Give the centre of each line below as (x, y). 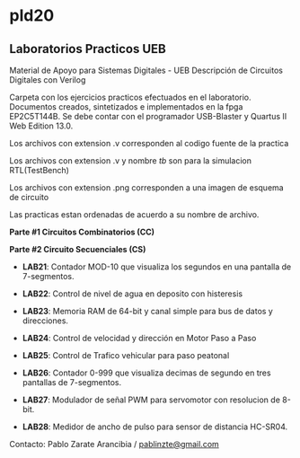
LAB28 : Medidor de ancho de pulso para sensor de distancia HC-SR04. (155, 427)
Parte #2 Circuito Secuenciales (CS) (78, 249)
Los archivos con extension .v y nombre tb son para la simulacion (131, 161)
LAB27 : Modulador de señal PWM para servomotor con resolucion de (151, 400)
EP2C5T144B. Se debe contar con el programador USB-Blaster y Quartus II (148, 116)
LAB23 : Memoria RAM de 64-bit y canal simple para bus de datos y (148, 311)
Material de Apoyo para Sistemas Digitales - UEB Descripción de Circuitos (146, 70)
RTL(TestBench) (40, 170)
